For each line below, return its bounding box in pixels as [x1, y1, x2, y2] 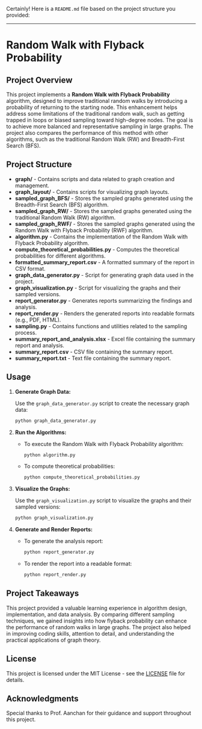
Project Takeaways [6, 588, 79, 598]
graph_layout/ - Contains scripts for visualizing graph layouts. [14, 188, 170, 195]
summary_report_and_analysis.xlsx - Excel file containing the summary [14, 335, 195, 343]
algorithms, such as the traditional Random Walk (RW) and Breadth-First [6, 135, 185, 143]
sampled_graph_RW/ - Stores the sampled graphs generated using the [14, 207, 192, 214]
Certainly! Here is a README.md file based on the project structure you [6, 5, 176, 12]
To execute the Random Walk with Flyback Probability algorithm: [23, 440, 184, 447]
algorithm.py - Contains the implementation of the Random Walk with [14, 233, 188, 240]
